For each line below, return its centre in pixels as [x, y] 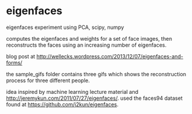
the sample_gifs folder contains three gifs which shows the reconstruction [96, 74]
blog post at [21, 56]
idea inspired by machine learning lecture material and [72, 92]
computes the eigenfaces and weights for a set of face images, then [89, 38]
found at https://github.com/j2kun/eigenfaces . [62, 104]
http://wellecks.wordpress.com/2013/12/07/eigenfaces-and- [110, 56]
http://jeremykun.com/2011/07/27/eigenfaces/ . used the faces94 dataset [95, 98]
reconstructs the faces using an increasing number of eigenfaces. [87, 45]
